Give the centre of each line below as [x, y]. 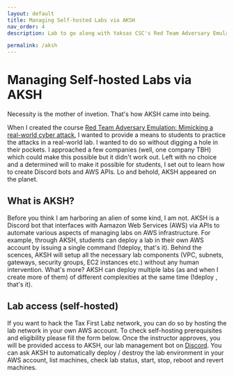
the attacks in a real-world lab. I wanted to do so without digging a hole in [112, 143]
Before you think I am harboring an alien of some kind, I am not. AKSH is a [113, 218]
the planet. [23, 179]
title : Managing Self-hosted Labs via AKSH [71, 20]
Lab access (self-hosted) [63, 306]
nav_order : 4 [26, 26]
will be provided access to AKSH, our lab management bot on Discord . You [115, 345]
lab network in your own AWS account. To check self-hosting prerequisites [115, 330]
